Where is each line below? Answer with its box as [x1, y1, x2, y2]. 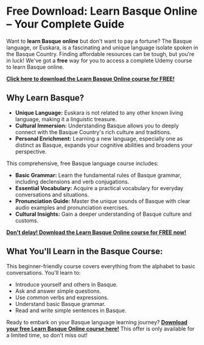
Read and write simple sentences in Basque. [15, 307, 127, 314]
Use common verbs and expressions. [15, 294, 109, 301]
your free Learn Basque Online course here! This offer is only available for [6, 325, 195, 332]
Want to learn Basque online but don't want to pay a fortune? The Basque [6, 37, 192, 44]
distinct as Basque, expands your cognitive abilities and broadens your [15, 141, 193, 149]
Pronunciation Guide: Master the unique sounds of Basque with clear [15, 197, 191, 205]
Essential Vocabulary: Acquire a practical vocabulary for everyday [15, 184, 184, 191]
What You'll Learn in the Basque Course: [6, 246, 163, 257]
